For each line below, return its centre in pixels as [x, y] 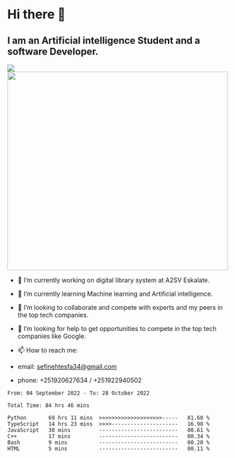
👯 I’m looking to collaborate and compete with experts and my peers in [120, 307]
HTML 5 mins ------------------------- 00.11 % [109, 449]
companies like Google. [52, 336]
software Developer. [53, 51]
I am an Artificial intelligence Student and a [104, 41]
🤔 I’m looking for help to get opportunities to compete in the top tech [117, 329]
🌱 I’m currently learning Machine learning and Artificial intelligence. [115, 294]
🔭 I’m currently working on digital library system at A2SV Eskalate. [114, 280]
